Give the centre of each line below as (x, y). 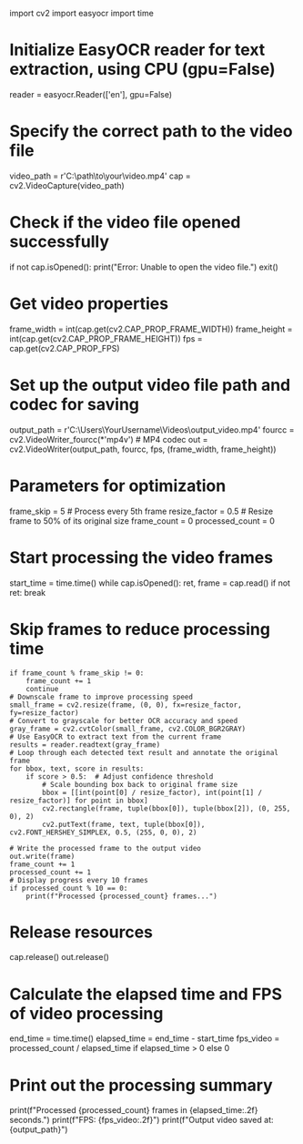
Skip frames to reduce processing (140, 629)
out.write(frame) (42, 856)
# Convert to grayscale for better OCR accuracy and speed (124, 720)
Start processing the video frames (141, 557)
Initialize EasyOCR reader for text (137, 50)
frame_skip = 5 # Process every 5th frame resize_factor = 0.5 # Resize (141, 511)
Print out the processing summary (141, 1085)
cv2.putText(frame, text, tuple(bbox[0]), (124, 824)
